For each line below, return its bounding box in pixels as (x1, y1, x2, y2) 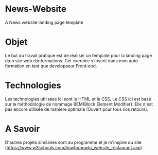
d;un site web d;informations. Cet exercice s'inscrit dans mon (5, 57, 128, 64)
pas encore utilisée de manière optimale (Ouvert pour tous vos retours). (5, 106, 149, 112)
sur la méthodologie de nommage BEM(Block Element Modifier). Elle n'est (5, 101, 153, 107)
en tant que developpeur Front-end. (25, 63, 97, 69)
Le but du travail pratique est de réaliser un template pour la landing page (5, 52, 152, 58)
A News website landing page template (5, 19, 84, 25)
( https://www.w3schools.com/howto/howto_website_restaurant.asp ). (5, 144, 143, 150)
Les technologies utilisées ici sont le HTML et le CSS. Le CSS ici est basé (5, 96, 152, 102)
